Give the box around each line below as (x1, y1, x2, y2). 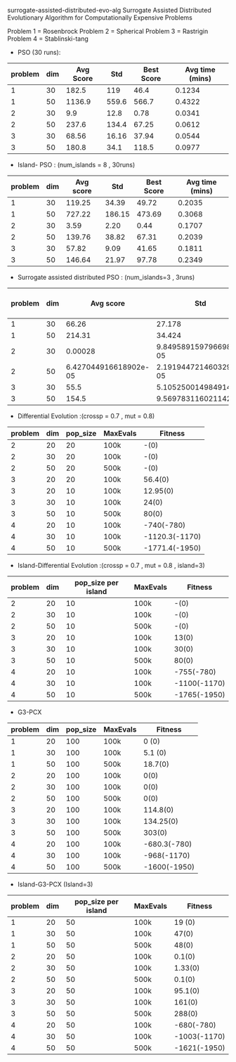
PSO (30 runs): (17, 48, 61, 56)
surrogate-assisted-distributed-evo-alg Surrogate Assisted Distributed (7, 6, 212, 14)
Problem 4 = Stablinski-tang (7, 34, 89, 43)
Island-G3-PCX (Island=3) (17, 880, 93, 888)
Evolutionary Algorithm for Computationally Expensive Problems (7, 13, 193, 22)
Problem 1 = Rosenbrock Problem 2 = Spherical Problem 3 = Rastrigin (7, 27, 209, 35)
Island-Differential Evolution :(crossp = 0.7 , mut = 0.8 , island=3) (17, 562, 205, 569)
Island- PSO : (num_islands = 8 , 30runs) (17, 161, 136, 169)
